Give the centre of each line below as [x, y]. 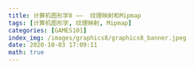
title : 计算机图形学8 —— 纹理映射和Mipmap [75, 15]
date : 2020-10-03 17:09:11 [53, 45]
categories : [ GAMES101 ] [48, 30]
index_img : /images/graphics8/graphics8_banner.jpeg [97, 38]
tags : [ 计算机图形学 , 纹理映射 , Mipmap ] [70, 23]
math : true [26, 52]
